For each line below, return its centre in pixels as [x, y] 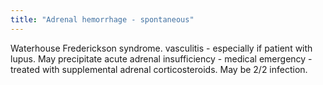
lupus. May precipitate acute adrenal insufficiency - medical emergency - [161, 58]
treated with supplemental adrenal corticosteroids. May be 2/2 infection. [159, 69]
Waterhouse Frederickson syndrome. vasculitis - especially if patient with [161, 48]
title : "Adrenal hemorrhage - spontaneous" [102, 19]
